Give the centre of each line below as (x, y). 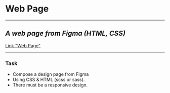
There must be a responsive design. (50, 85)
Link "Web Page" (23, 45)
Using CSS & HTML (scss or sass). (49, 80)
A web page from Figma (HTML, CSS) (65, 33)
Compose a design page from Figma (51, 74)
